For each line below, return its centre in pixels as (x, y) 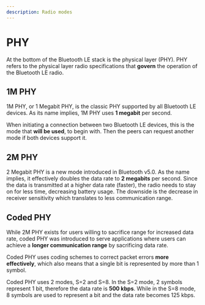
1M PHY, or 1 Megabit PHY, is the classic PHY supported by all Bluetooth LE (101, 106)
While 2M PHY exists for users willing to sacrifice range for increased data (100, 232)
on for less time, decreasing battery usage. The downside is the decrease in (102, 191)
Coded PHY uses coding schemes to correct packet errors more (88, 257)
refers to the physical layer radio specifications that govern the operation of (102, 66)
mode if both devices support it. (47, 138)
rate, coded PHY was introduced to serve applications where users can (96, 239)
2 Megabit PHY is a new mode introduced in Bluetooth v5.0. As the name (98, 172)
